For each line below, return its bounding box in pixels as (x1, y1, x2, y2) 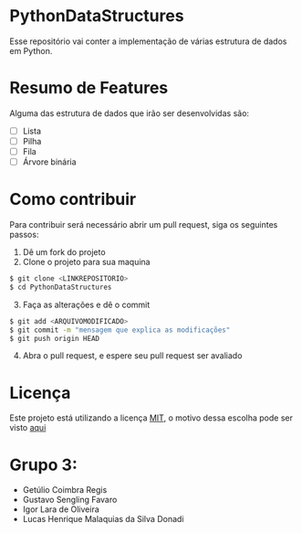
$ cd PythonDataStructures (9, 282, 112, 292)
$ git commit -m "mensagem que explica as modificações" (9, 325, 231, 335)
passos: (9, 229, 39, 240)
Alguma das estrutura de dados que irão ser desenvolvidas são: (9, 107, 249, 119)
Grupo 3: (9, 454, 78, 475)
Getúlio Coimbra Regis (22, 485, 108, 496)
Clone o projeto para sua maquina (22, 257, 151, 268)
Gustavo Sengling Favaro (22, 495, 118, 506)
